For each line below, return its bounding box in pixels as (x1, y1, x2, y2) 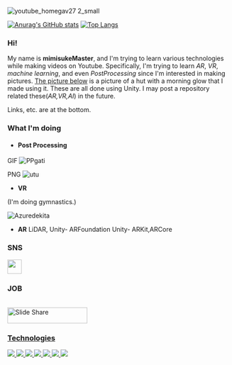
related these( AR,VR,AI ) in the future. (7, 92, 116, 101)
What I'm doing (7, 123, 62, 133)
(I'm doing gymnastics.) (7, 198, 77, 206)
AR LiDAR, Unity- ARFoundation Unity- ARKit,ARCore (17, 225, 172, 234)
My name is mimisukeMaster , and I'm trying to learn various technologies (7, 54, 224, 63)
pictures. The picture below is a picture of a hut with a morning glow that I (7, 77, 223, 85)
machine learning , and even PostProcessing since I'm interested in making (7, 69, 226, 78)
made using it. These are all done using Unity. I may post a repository (7, 84, 210, 93)
